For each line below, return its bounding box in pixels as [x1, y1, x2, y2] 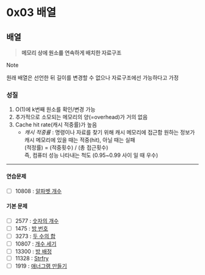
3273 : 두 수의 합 [15, 232, 56, 240]
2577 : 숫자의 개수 [15, 217, 59, 224]
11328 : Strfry [15, 255, 49, 262]
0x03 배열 [6, 5, 57, 20]
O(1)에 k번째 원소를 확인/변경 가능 [15, 106, 96, 113]
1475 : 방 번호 [15, 224, 49, 232]
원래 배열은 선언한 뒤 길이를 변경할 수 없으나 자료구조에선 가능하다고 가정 [6, 74, 179, 81]
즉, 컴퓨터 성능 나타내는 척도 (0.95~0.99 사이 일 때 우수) [24, 152, 159, 159]
